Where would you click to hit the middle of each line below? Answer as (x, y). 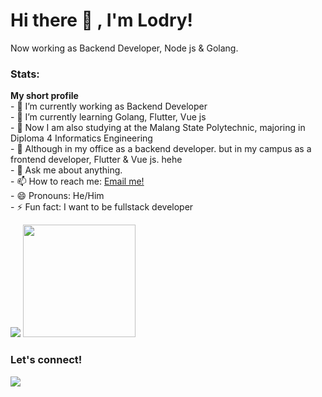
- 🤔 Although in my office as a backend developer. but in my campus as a (161, 149)
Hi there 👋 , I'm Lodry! (102, 20)
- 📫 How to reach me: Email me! (77, 181)
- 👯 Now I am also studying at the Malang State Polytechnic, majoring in (158, 128)
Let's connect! (46, 360)
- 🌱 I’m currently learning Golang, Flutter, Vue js (108, 117)
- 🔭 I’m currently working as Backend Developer (109, 106)
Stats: (25, 74)
